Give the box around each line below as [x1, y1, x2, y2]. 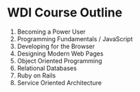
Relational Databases [16, 64, 77, 72]
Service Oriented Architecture [16, 78, 102, 87]
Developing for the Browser [16, 42, 95, 50]
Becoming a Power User [16, 27, 86, 36]
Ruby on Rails [16, 71, 56, 80]
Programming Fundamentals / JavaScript [16, 34, 133, 43]
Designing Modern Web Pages [16, 49, 104, 58]
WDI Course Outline [7, 5, 123, 21]
